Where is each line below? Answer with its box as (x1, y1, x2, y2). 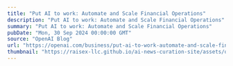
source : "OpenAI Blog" (7, 36, 73, 43)
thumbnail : (7, 49, 39, 56)
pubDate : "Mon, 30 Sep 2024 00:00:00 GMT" (7, 29, 132, 36)
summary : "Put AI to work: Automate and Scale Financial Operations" (7, 23, 213, 30)
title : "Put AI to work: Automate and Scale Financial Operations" (7, 10, 207, 17)
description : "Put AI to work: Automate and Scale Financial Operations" (7, 16, 225, 23)
